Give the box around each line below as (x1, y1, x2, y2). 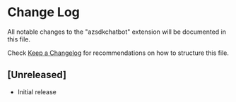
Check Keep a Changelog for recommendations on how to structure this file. (7, 49, 230, 57)
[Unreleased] (7, 69, 67, 81)
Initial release (17, 87, 57, 96)
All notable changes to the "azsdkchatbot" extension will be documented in (7, 27, 226, 36)
